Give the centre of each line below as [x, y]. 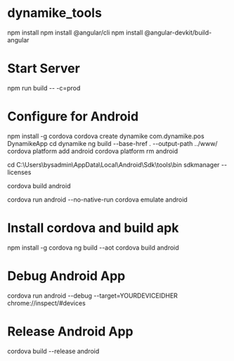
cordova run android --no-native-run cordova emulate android [97, 200]
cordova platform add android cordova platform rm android [93, 151]
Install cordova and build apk [93, 228]
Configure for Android [73, 117]
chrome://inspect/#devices [46, 303]
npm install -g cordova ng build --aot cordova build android [93, 247]
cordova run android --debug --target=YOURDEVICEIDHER [92, 295]
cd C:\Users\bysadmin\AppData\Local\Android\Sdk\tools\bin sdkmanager [113, 164]
